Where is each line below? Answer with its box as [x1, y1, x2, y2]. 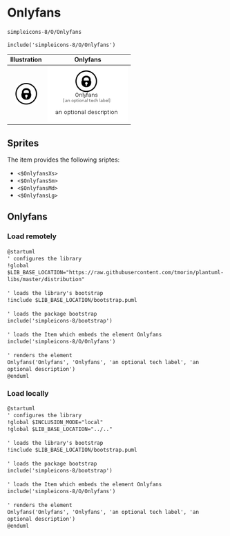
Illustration [10, 55, 43, 64]
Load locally [7, 388, 49, 398]
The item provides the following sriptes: [7, 155, 120, 164]
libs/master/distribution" [7, 276, 85, 283]
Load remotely [7, 231, 57, 241]
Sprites [7, 137, 39, 149]
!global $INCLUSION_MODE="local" [7, 419, 104, 425]
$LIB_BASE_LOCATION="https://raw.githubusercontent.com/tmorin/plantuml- [7, 269, 224, 276]
